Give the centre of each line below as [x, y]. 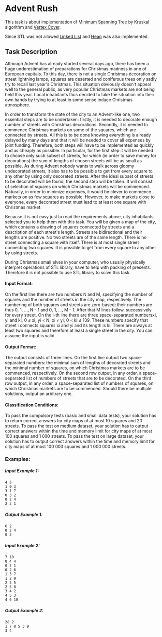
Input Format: [19, 284]
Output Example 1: [24, 514]
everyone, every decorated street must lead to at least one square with [76, 202]
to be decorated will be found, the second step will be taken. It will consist [79, 181]
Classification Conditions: [32, 405]
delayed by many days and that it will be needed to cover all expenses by [78, 140]
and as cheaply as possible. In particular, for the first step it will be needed [79, 150]
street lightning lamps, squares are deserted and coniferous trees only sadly [81, 79]
